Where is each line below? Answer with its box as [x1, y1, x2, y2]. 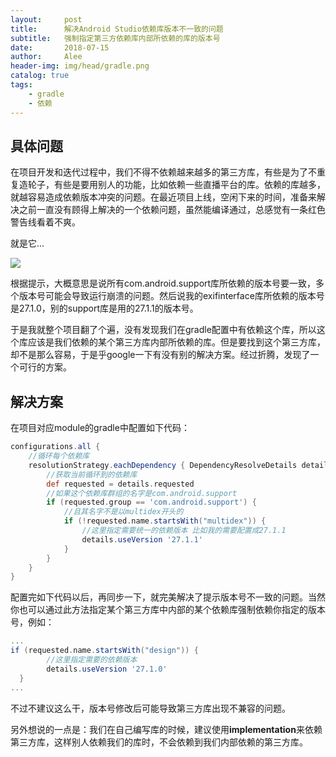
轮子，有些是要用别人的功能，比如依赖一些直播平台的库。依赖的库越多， [27, 179, 326, 191]
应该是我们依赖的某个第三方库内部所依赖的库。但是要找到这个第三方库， [27, 336, 326, 348]
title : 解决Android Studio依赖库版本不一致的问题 [10, 24, 224, 34]
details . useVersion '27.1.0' [46, 664, 168, 674]
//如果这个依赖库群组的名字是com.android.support [46, 488, 238, 498]
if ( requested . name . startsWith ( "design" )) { [10, 646, 199, 656]
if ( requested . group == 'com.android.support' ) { [46, 497, 257, 508]
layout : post [10, 14, 83, 25]
